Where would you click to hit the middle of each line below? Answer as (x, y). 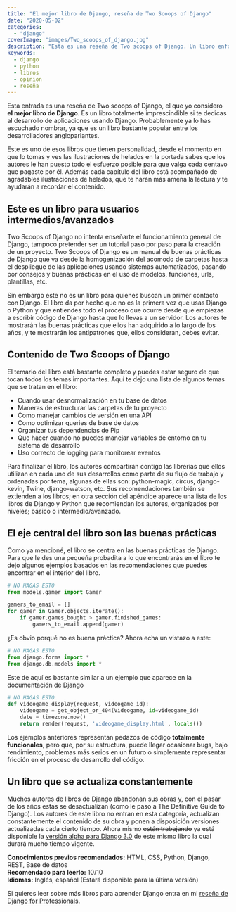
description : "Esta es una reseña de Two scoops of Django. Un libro (111, 46)
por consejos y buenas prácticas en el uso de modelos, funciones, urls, (111, 274)
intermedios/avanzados (61, 220)
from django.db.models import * (54, 664)
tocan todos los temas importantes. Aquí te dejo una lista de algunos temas (116, 379)
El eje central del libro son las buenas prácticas (112, 533)
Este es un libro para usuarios (73, 209)
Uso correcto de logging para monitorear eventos (89, 452)
